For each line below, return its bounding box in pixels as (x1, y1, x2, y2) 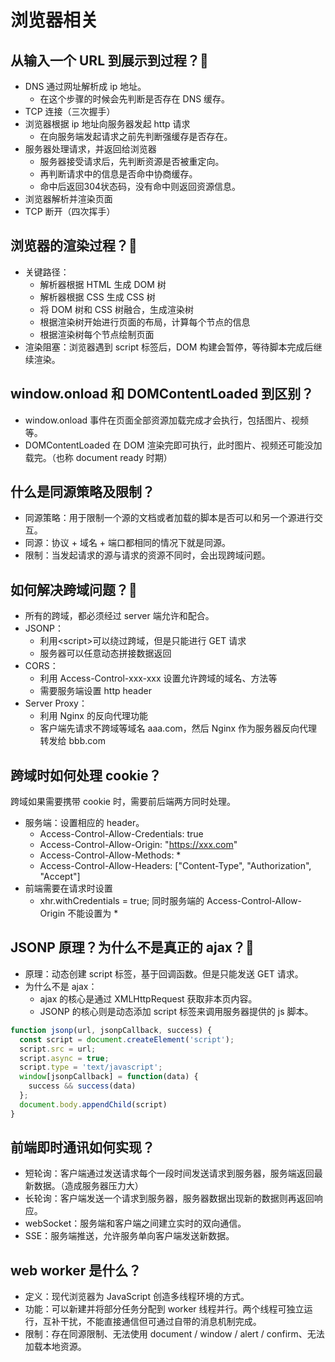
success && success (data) (28, 1081, 137, 1091)
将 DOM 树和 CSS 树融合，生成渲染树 (39, 303, 194, 315)
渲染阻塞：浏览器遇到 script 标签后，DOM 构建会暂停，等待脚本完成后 (24, 341, 314, 353)
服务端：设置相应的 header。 (24, 817, 145, 829)
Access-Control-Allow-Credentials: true (39, 828, 204, 840)
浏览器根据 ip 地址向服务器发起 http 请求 (24, 118, 191, 130)
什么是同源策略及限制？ (10, 484, 155, 501)
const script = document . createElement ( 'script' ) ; (19, 1034, 235, 1045)
